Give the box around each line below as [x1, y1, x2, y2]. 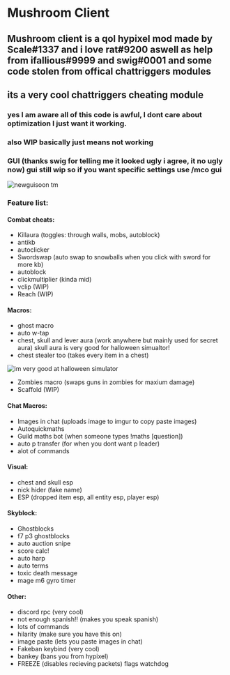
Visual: [7, 462, 29, 471]
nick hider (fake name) [17, 485, 82, 494]
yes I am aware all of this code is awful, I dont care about [7, 109, 202, 119]
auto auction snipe [17, 539, 71, 548]
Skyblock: [7, 509, 38, 517]
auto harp [17, 554, 45, 563]
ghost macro [17, 321, 54, 330]
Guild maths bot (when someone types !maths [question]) [17, 432, 183, 440]
